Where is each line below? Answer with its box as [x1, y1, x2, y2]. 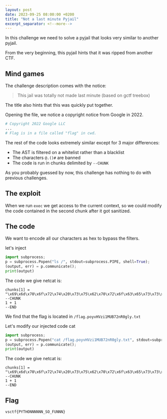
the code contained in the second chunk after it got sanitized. [5, 208, 131, 214]
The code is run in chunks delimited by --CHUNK [12, 160, 109, 166]
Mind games [5, 69, 45, 78]
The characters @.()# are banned [12, 154, 81, 160]
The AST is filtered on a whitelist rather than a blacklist [12, 149, 125, 155]
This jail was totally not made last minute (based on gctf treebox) [17, 93, 150, 99]
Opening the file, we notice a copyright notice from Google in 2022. [5, 112, 144, 118]
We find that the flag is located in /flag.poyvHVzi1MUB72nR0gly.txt [5, 313, 141, 319]
